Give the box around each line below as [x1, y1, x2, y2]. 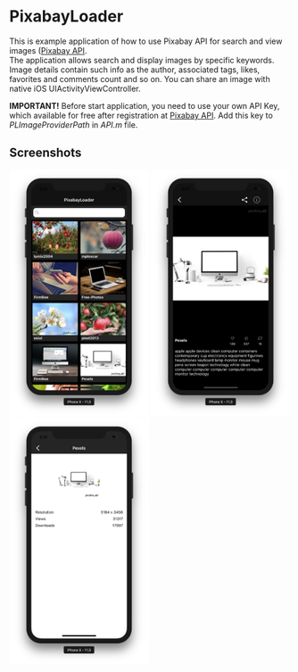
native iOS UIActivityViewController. [9, 83, 141, 94]
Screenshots [9, 145, 82, 161]
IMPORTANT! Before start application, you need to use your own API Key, [9, 100, 280, 111]
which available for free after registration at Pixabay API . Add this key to [9, 110, 274, 120]
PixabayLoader [9, 6, 124, 27]
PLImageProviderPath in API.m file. [9, 119, 138, 130]
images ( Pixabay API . [9, 45, 87, 55]
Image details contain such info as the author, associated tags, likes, [9, 64, 261, 75]
